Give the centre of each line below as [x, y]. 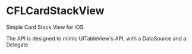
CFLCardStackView [55, 11]
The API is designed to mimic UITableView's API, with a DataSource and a [96, 38]
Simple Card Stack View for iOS [45, 27]
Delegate [17, 45]
